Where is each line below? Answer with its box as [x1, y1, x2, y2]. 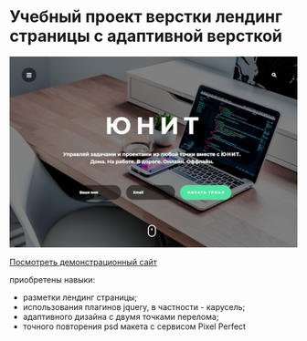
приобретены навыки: [9, 274, 96, 285]
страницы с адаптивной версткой [9, 26, 283, 46]
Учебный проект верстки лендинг [9, 6, 283, 27]
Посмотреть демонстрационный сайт [9, 257, 158, 268]
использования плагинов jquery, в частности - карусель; [22, 302, 246, 313]
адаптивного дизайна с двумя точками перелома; [22, 312, 219, 323]
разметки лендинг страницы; [22, 292, 138, 303]
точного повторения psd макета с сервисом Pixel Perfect [22, 321, 247, 332]
